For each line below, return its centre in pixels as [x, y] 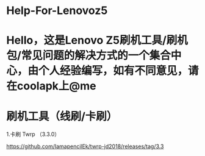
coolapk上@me [57, 86]
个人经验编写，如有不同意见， [113, 71]
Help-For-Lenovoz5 [57, 11]
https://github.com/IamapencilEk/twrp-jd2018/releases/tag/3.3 [85, 146]
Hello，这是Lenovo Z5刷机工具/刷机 [97, 41]
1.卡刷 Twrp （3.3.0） [33, 134]
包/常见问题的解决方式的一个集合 [88, 56]
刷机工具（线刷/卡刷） [62, 116]
